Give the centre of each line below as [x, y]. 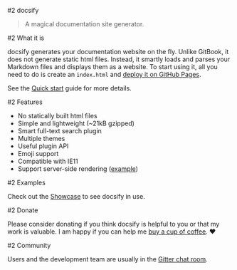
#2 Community [29, 245]
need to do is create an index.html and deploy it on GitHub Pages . [104, 74]
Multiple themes [41, 139]
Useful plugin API [43, 146]
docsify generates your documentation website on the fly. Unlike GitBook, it [118, 52]
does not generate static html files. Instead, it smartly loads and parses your [119, 59]
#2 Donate [23, 210]
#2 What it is [26, 38]
